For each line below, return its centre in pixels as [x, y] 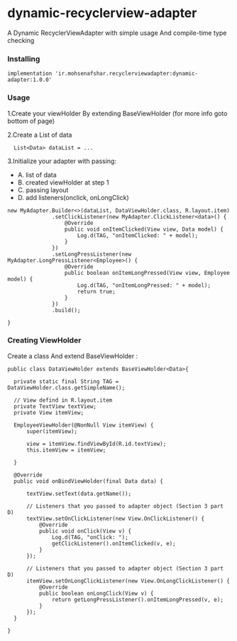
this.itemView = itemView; [66, 450]
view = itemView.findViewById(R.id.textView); [96, 444]
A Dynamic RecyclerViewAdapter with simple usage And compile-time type [117, 33]
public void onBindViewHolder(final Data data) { [88, 481]
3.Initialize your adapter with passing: [62, 161]
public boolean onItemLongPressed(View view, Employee [147, 273]
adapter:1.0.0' [30, 80]
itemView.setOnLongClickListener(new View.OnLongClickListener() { [128, 581]
